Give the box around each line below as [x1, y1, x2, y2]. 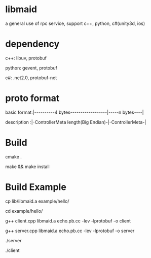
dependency [5, 38, 60, 50]
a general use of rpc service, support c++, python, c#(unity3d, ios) [5, 20, 145, 26]
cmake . [5, 153, 22, 159]
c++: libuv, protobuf [5, 55, 47, 61]
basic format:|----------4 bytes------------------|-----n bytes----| [5, 109, 144, 115]
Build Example [5, 181, 67, 192]
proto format [5, 92, 60, 104]
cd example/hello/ [5, 208, 43, 214]
